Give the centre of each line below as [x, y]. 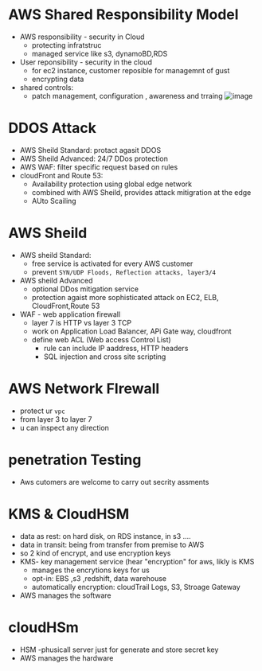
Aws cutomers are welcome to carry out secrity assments [114, 482]
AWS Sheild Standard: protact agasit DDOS [90, 150]
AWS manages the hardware [66, 657]
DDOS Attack [53, 128]
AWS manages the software [65, 595]
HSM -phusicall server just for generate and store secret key [119, 650]
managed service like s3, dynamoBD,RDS [100, 53]
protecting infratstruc [66, 45]
